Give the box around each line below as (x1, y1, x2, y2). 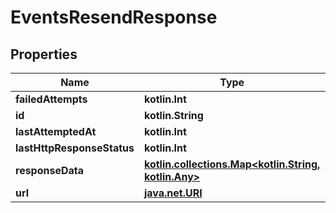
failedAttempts (15, 92, 88, 106)
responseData (15, 164, 85, 177)
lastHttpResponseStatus (15, 141, 135, 155)
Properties (10, 46, 78, 63)
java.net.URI (143, 186, 203, 200)
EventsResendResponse (10, 6, 218, 29)
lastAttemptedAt (15, 125, 97, 138)
